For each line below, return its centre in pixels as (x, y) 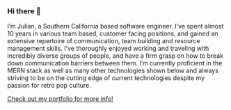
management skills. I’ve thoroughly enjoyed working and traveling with (108, 49)
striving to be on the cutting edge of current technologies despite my (106, 78)
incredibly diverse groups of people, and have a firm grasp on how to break (115, 56)
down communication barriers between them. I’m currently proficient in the (115, 63)
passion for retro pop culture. (49, 86)
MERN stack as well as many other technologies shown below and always (113, 71)
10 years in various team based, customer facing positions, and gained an (113, 33)
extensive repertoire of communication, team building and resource (104, 41)
